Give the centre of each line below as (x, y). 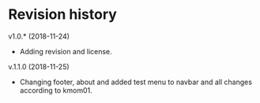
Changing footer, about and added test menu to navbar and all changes (136, 82)
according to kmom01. (56, 90)
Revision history (62, 15)
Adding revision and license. (66, 51)
